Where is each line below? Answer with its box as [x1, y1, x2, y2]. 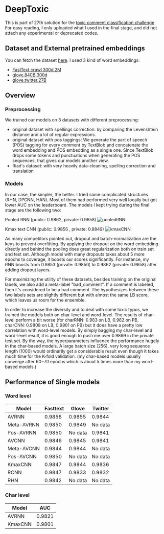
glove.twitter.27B [12, 77, 47, 83]
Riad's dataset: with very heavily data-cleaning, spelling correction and [12, 163, 156, 169]
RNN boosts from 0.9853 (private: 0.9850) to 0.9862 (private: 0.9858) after [5, 261, 157, 267]
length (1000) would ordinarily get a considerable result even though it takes [5, 348, 159, 354]
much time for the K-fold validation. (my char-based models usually [5, 353, 141, 359]
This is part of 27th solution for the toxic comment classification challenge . [5, 20, 156, 25]
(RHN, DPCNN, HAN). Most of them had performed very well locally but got [5, 197, 157, 203]
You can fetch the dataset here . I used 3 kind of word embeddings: [5, 57, 140, 63]
